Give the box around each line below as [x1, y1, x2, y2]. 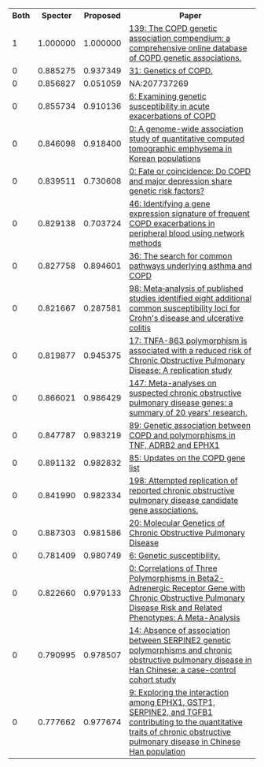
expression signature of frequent [129, 208, 250, 219]
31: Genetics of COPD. [129, 65, 214, 76]
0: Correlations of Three [129, 563, 218, 574]
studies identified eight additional [129, 293, 252, 303]
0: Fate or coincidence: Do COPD [129, 166, 251, 177]
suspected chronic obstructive [129, 388, 242, 398]
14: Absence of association [129, 625, 230, 635]
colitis [129, 322, 152, 333]
